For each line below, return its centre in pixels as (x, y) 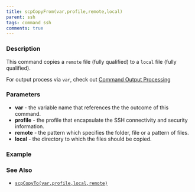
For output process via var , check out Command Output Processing (88, 79)
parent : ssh (21, 17)
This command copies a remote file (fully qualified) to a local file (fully (91, 61)
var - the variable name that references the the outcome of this (92, 108)
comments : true (25, 28)
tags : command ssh (29, 22)
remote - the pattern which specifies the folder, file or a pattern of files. (102, 132)
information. (29, 126)
